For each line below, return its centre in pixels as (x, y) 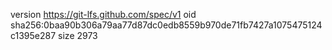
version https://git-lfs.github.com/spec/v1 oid (103, 14)
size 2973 (78, 35)
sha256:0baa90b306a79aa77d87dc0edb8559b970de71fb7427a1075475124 (166, 25)
